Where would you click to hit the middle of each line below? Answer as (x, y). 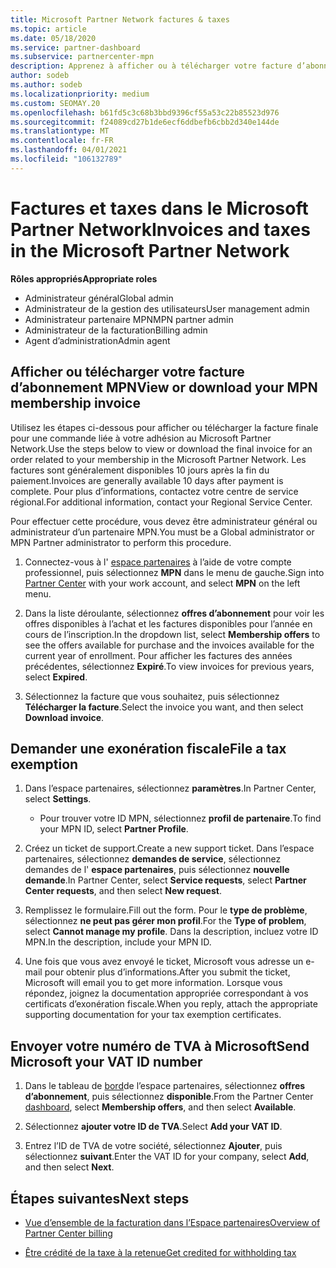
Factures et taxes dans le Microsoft (159, 208)
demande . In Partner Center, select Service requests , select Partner (165, 880)
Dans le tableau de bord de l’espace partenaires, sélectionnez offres (165, 1086)
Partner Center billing (68, 1233)
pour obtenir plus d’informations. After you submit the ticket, (167, 972)
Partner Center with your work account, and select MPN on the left (162, 583)
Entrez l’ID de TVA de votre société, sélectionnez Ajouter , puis (153, 1146)
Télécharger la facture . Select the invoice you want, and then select (164, 707)
